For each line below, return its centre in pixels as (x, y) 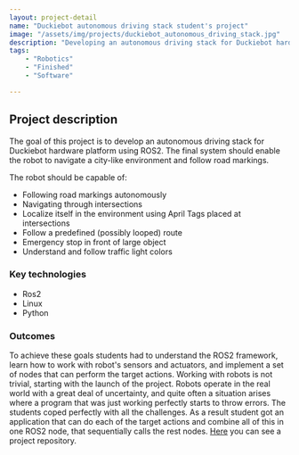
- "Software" (49, 76)
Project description (64, 120)
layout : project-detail (53, 17)
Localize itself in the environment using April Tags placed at (132, 213)
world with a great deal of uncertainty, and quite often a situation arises (140, 393)
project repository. (43, 441)
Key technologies (48, 275)
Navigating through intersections (82, 204)
